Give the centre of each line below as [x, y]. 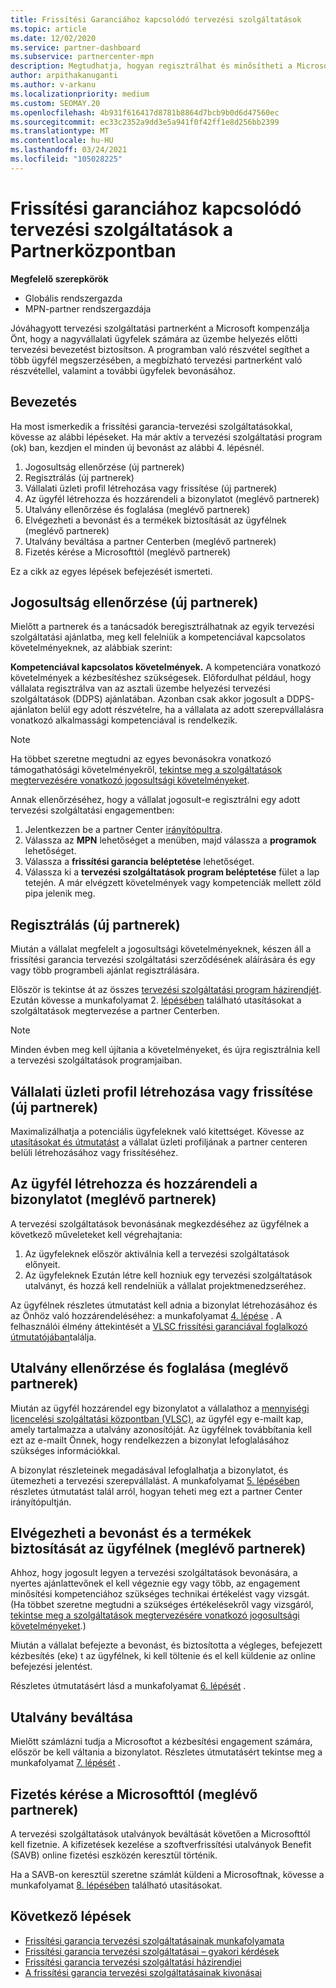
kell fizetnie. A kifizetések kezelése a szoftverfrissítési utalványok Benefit [161, 1844]
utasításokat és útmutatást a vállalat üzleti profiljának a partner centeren [159, 1142]
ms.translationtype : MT [60, 131]
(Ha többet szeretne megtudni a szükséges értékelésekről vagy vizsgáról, [162, 1605]
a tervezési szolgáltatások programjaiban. [96, 1060]
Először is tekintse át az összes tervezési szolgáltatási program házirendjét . [166, 990]
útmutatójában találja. [53, 1337]
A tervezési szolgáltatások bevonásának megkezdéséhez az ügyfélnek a [160, 1223]
